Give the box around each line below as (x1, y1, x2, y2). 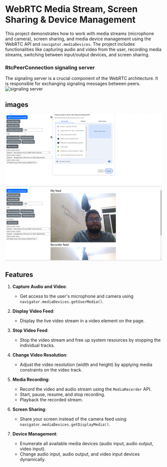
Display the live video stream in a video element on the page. (19, 318, 145, 324)
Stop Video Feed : (12, 327, 49, 334)
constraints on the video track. (19, 367, 83, 373)
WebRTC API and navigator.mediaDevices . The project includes (5, 41, 135, 47)
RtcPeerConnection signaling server (5, 64, 95, 71)
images (5, 100, 29, 109)
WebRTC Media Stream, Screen (5, 3, 138, 15)
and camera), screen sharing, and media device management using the (5, 36, 152, 42)
